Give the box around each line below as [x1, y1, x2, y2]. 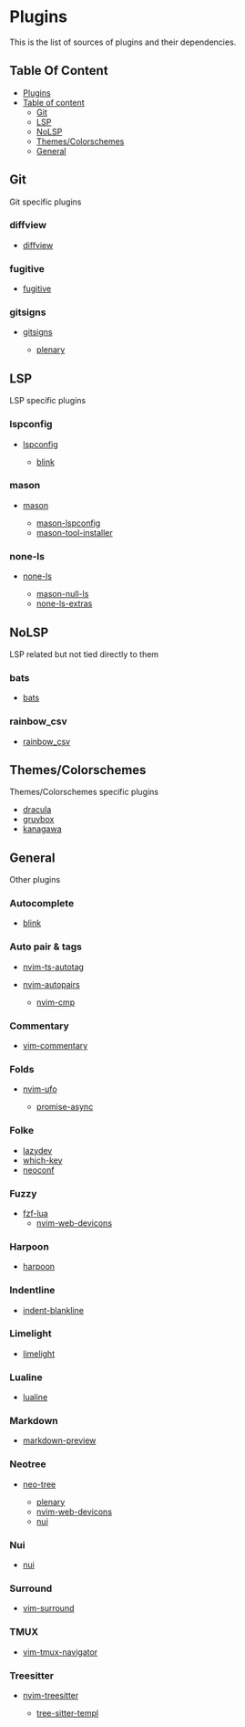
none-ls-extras [36, 598, 93, 609]
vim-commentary [22, 1041, 88, 1052]
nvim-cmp [36, 997, 76, 1008]
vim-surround [22, 1603, 75, 1614]
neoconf [22, 1164, 55, 1175]
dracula [22, 804, 52, 815]
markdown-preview [22, 1435, 97, 1446]
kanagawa [22, 823, 62, 834]
